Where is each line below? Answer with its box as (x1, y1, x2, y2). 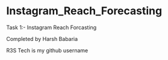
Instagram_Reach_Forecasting (6, 4, 163, 18)
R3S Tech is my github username (6, 46, 89, 54)
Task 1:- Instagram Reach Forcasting (6, 24, 97, 31)
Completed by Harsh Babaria (6, 35, 78, 42)
